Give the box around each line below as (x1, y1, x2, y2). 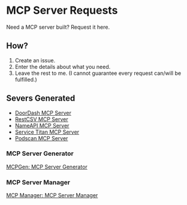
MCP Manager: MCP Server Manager (6, 192, 98, 199)
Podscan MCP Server (14, 134, 68, 141)
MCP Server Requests (6, 4, 118, 17)
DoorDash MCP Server (14, 109, 72, 116)
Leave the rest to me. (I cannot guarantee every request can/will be (14, 70, 182, 77)
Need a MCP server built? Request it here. (6, 23, 110, 31)
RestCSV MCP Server (14, 115, 68, 123)
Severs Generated (6, 94, 76, 104)
